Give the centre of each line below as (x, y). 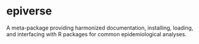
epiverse (29, 11)
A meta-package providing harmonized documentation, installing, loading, (100, 28)
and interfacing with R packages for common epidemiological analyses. (96, 34)
